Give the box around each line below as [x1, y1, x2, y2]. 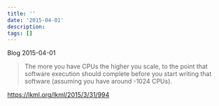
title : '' [7, 10, 36, 17]
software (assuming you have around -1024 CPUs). [24, 77, 173, 86]
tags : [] [7, 29, 33, 37]
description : [7, 23, 45, 30]
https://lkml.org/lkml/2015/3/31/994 [7, 91, 110, 99]
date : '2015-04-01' [7, 17, 64, 24]
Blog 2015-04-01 [7, 49, 56, 57]
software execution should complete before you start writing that [24, 70, 212, 78]
